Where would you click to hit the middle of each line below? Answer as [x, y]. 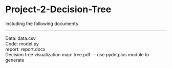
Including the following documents [42, 24]
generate [15, 60]
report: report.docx [25, 49]
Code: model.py [22, 43]
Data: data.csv [20, 38]
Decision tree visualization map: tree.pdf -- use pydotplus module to [77, 54]
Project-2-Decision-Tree [58, 9]
